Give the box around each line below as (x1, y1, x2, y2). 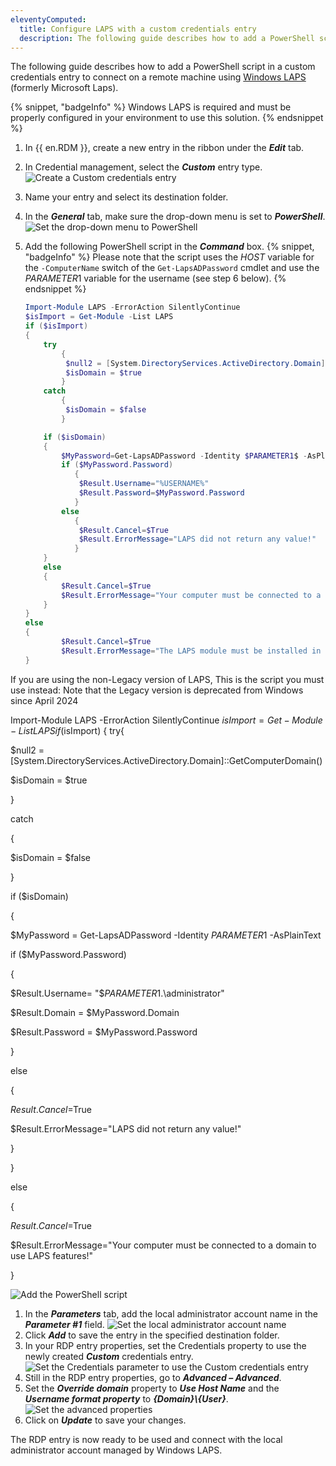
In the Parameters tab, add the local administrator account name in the (24, 1307, 318, 1320)
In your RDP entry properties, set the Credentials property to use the (24, 1339, 307, 1351)
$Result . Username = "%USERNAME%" (78, 479, 210, 489)
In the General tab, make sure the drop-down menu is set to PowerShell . (24, 211, 326, 223)
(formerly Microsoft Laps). (10, 82, 119, 94)
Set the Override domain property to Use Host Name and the (24, 1382, 280, 1394)
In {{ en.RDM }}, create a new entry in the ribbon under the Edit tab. (24, 142, 305, 154)
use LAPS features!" (10, 1249, 94, 1261)
